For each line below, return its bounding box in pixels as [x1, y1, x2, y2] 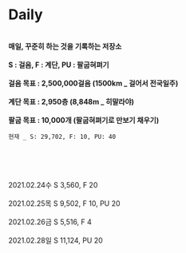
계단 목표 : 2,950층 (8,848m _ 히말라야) [8, 97, 134, 106]
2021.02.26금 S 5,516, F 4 [8, 217, 92, 227]
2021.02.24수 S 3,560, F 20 [8, 180, 98, 189]
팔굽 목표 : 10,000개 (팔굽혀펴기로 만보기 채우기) [8, 115, 160, 125]
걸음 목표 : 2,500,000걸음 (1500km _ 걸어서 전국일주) [8, 78, 179, 88]
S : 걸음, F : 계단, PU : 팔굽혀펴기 [8, 60, 109, 69]
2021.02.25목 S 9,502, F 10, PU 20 [8, 198, 121, 208]
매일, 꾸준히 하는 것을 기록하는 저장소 [8, 42, 122, 51]
